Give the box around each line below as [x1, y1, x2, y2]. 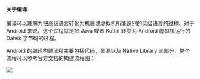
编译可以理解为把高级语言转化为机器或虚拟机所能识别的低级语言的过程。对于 [6, 20, 195, 27]
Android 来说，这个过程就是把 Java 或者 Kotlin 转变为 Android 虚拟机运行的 [6, 27, 191, 34]
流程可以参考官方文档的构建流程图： [6, 55, 96, 62]
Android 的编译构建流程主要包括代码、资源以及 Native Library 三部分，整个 [6, 48, 190, 55]
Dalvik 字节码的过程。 [6, 34, 60, 42]
